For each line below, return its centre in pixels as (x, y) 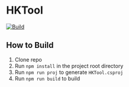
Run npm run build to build (47, 78)
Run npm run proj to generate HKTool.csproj (69, 72)
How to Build (30, 45)
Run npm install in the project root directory (69, 66)
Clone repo (28, 59)
